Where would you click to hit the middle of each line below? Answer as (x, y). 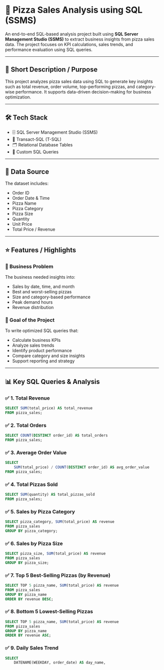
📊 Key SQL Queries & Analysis (52, 382)
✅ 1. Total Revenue (28, 398)
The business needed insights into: (40, 277)
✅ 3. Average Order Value (36, 453)
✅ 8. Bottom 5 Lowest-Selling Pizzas (49, 612)
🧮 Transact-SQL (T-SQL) (37, 139)
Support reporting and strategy (43, 361)
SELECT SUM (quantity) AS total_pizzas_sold (50, 495)
